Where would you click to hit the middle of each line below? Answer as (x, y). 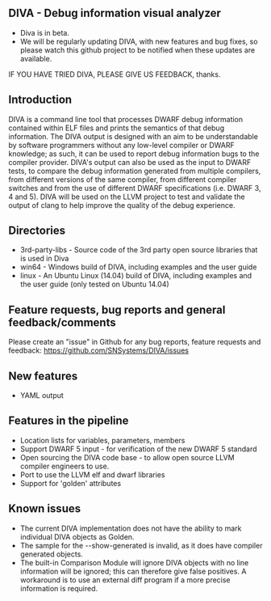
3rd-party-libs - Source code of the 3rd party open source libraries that (139, 250)
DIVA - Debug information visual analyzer (115, 13)
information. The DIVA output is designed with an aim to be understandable (133, 136)
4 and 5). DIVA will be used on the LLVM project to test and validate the (127, 197)
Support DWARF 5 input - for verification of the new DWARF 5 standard (138, 449)
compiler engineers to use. (65, 466)
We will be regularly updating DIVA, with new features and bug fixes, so (139, 41)
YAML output (42, 396)
